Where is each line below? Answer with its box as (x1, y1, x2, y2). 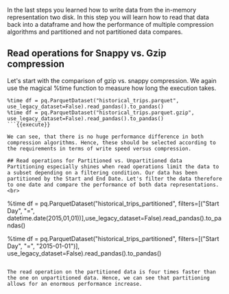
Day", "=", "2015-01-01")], (7, 242, 80, 250)
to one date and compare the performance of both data (7, 181, 167, 188)
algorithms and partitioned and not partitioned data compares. (7, 27, 183, 36)
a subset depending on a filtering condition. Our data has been (7, 169, 197, 176)
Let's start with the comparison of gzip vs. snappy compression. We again (7, 76, 217, 84)
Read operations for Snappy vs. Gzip (7, 47, 167, 59)
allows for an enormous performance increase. (7, 280, 143, 287)
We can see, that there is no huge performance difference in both (7, 133, 204, 140)
